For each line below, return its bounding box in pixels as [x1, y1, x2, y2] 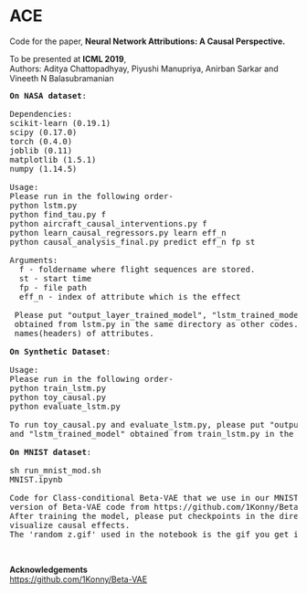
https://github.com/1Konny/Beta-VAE [9, 573, 148, 585]
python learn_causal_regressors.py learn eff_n [9, 228, 227, 238]
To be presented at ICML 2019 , [9, 53, 127, 64]
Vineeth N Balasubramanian [9, 72, 114, 83]
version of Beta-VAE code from [9, 502, 150, 512]
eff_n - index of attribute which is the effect [18, 292, 241, 302]
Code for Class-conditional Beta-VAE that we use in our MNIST [9, 493, 299, 503]
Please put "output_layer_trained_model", [14, 310, 207, 320]
